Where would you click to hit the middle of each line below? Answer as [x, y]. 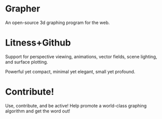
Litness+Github [38, 43]
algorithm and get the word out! [38, 111]
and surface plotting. [27, 62]
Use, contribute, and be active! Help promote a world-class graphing [76, 105]
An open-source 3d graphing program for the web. [57, 22]
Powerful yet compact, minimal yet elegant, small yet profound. [70, 71]
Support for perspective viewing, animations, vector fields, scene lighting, [81, 56]
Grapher [23, 9]
